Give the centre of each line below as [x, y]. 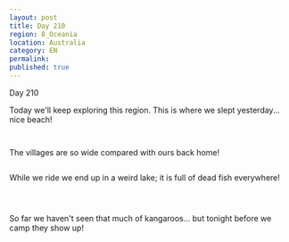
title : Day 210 [37, 26]
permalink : [29, 59]
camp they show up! [47, 228]
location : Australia [48, 42]
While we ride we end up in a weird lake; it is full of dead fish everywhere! [145, 177]
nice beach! [31, 119]
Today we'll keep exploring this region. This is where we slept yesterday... [144, 110]
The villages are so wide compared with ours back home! [115, 152]
